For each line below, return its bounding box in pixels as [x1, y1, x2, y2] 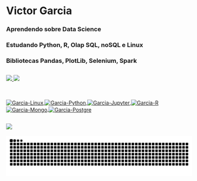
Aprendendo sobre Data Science [6, 25, 101, 33]
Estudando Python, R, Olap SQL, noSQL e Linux [6, 41, 143, 49]
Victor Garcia [6, 4, 73, 18]
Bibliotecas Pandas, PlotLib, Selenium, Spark [6, 56, 137, 65]
